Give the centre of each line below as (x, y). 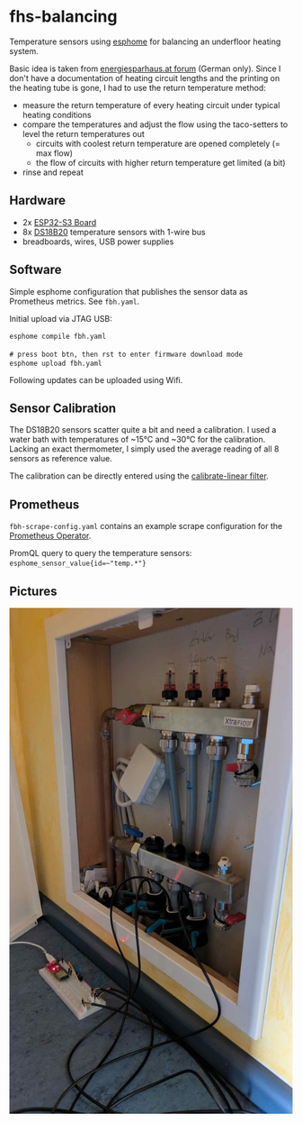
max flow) (54, 153)
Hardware (37, 201)
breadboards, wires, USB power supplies (98, 242)
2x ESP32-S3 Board (59, 222)
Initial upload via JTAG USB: (61, 318)
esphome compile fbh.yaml (58, 336)
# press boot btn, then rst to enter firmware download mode (126, 354)
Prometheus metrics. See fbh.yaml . (75, 301)
